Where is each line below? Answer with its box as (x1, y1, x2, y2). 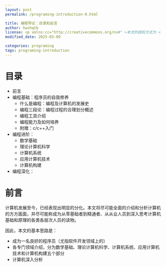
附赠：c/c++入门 (19, 125, 54, 131)
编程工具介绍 (19, 113, 46, 118)
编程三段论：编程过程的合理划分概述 (19, 107, 94, 113)
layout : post (5, 7, 32, 12)
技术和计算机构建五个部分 (12, 250, 65, 256)
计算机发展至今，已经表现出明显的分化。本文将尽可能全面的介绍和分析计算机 (5, 204, 161, 210)
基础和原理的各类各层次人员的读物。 (5, 217, 79, 223)
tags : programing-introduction (5, 48, 70, 53)
